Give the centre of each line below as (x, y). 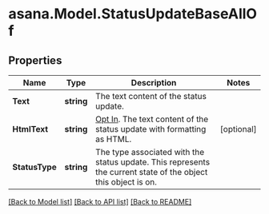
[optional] (238, 129)
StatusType (35, 167)
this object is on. (126, 182)
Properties (35, 60)
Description (154, 83)
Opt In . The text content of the (152, 119)
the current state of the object (152, 172)
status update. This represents (153, 162)
